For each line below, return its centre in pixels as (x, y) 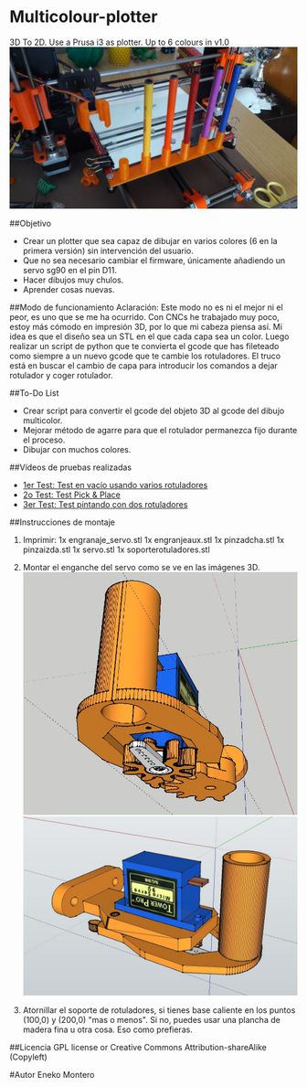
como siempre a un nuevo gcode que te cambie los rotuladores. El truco (145, 356)
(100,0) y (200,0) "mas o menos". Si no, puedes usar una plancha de (151, 1019)
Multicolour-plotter (84, 17)
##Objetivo (31, 224)
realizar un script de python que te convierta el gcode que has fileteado (144, 346)
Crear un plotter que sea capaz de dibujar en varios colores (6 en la (150, 241)
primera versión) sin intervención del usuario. (108, 251)
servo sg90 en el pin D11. (69, 271)
